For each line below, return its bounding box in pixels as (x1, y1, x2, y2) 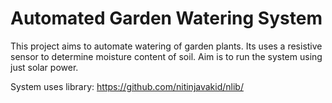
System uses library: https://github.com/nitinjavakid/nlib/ (10, 80, 244, 92)
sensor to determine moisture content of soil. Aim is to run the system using (10, 50, 323, 62)
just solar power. (10, 61, 79, 73)
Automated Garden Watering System (10, 7, 323, 30)
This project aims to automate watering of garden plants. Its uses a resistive (10, 40, 323, 52)
